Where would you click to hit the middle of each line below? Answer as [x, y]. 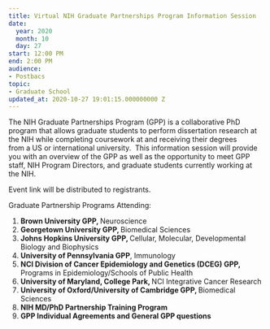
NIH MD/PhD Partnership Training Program [94, 307]
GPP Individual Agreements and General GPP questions [115, 316]
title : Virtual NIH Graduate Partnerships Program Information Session [132, 16]
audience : [25, 69]
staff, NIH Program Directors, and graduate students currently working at [131, 165]
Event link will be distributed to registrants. [80, 190]
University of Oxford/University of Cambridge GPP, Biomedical [128, 290]
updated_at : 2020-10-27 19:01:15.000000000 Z [87, 99]
